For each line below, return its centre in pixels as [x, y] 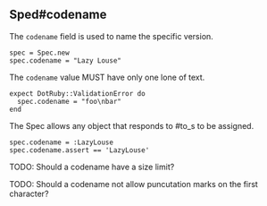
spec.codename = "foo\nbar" [70, 101]
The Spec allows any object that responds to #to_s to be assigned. [132, 125]
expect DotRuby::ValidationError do [77, 93]
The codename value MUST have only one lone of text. [107, 77]
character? [29, 193]
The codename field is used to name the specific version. [112, 36]
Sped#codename [58, 15]
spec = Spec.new [39, 53]
